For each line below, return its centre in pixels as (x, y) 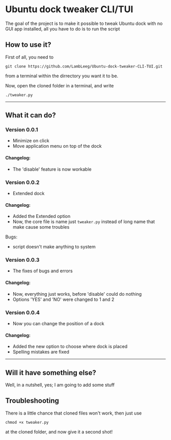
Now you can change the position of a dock (58, 323)
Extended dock (28, 193)
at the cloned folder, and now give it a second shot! (59, 432)
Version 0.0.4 (22, 312)
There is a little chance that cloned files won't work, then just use (74, 413)
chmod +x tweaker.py (27, 422)
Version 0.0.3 (22, 260)
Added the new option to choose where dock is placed (70, 347)
